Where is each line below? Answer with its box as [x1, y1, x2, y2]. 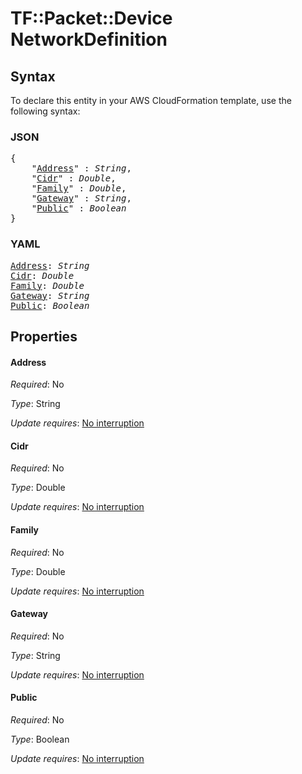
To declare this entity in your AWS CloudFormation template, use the [10, 95, 292, 106]
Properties [10, 328, 78, 345]
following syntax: [10, 105, 81, 117]
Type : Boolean [10, 733, 70, 745]
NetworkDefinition [10, 28, 168, 51]
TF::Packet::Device [10, 7, 173, 30]
